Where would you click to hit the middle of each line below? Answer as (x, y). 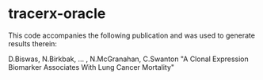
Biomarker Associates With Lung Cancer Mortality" (91, 67)
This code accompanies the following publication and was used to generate (132, 35)
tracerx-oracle (57, 14)
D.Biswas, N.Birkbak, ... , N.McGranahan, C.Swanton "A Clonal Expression (129, 59)
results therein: (33, 43)
